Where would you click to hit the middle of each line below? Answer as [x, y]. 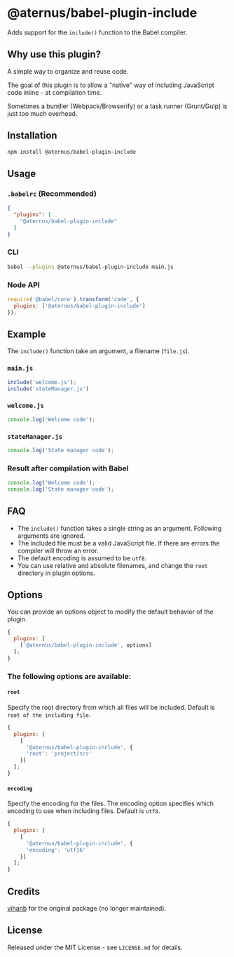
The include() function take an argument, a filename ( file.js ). [98, 351]
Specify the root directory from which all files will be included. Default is [111, 707]
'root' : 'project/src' [59, 754]
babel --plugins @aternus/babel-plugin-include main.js [90, 267]
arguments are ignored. [51, 536]
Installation [32, 136]
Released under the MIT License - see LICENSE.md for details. [95, 947]
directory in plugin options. [56, 573]
